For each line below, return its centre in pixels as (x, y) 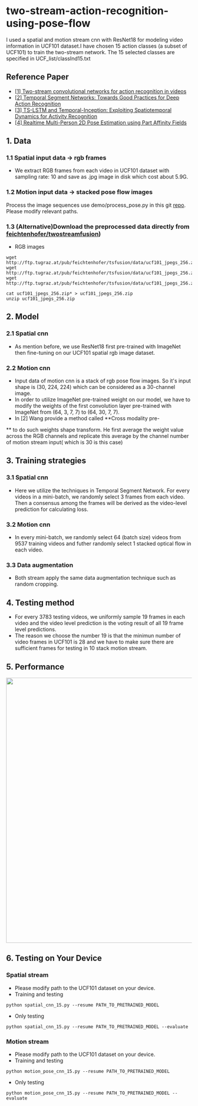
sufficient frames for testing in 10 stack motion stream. (81, 648)
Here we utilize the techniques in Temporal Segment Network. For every (102, 490)
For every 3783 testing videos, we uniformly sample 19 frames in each (100, 617)
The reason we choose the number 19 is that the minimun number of (98, 636)
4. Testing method (40, 602)
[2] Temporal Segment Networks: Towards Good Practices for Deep (97, 97)
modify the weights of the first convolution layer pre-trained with (93, 406)
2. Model (23, 317)
